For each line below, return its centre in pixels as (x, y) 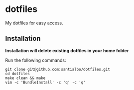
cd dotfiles (17, 74)
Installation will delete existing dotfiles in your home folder (67, 50)
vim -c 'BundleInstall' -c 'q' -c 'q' (45, 82)
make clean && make (25, 78)
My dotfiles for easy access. (34, 23)
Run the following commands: (36, 60)
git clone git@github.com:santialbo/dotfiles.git (58, 69)
